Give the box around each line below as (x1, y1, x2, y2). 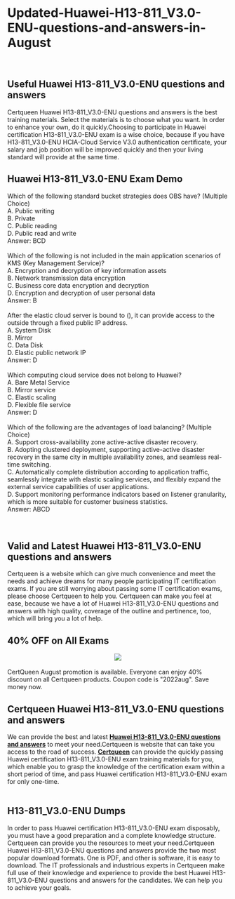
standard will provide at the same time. (7, 152, 119, 161)
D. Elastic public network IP (7, 348, 86, 357)
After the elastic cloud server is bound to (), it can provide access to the (7, 311, 215, 319)
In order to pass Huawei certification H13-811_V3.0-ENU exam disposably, (7, 823, 220, 832)
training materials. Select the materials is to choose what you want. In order (7, 115, 225, 124)
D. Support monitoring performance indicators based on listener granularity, (7, 490, 227, 498)
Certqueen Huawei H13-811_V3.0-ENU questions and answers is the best (7, 107, 217, 116)
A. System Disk (7, 326, 51, 334)
